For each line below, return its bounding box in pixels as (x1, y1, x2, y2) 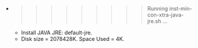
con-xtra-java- (147, 11, 184, 18)
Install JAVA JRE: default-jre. (21, 29, 92, 36)
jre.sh (147, 18, 162, 24)
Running (147, 5, 168, 12)
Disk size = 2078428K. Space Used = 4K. (21, 36, 125, 42)
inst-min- (168, 5, 193, 12)
